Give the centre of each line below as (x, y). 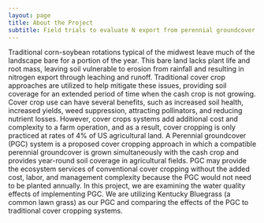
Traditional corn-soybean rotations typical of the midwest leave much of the (132, 53)
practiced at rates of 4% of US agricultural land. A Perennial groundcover (127, 136)
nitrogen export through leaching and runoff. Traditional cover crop (117, 77)
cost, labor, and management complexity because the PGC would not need (130, 177)
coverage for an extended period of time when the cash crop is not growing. (132, 94)
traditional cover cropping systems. (66, 211)
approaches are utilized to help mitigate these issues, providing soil (117, 86)
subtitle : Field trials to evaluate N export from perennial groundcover (132, 30)
